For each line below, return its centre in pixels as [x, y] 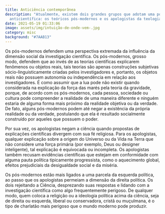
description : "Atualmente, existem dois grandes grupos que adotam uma [80, 14]
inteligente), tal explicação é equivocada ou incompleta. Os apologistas [77, 149]
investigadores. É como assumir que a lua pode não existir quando [72, 82]
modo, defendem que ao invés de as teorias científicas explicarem [72, 61]
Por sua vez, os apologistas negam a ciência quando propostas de [72, 128]
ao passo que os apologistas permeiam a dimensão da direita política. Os [79, 180]
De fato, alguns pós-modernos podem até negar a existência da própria [78, 108]
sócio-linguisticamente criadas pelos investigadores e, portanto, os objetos [81, 72]
